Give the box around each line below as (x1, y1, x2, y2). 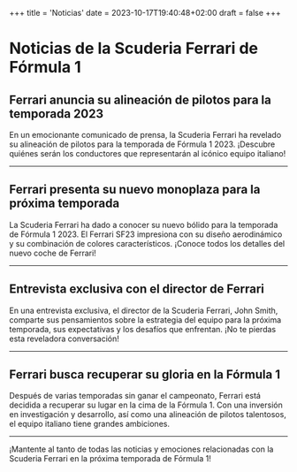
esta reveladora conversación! (9, 333, 119, 344)
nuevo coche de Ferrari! (9, 247, 97, 258)
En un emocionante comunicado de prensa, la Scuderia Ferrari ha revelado (9, 130, 282, 140)
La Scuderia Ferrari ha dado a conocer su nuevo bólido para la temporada (9, 219, 278, 230)
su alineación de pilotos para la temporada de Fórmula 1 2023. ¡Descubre (9, 139, 276, 149)
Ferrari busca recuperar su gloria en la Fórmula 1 (9, 367, 281, 383)
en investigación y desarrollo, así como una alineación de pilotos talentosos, (9, 409, 287, 420)
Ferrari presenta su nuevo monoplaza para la (9, 182, 261, 197)
